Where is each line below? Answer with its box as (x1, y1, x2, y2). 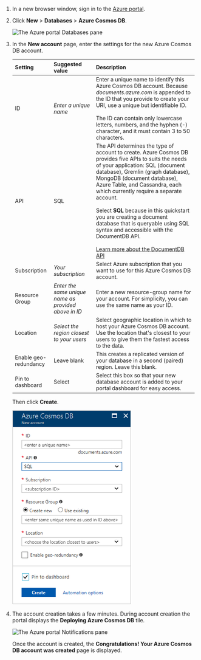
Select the (53, 322, 79, 330)
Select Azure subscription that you (96, 261, 182, 268)
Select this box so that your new (96, 372, 176, 379)
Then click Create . (12, 398, 59, 405)
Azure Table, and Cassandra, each (96, 181, 182, 188)
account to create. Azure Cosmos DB (96, 149, 188, 156)
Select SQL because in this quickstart (96, 207, 189, 214)
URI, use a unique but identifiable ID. (96, 101, 187, 109)
